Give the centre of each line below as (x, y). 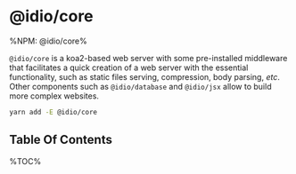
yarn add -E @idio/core (53, 112)
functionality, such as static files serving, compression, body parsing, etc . (145, 76)
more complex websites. (54, 96)
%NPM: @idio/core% (48, 41)
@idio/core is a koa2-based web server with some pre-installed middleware (148, 58)
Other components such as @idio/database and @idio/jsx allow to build (140, 86)
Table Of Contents (61, 140)
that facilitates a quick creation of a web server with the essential (129, 67)
